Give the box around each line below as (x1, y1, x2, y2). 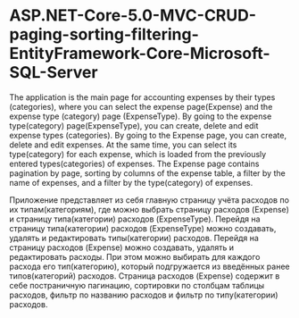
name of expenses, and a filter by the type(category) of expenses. (9, 177, 253, 188)
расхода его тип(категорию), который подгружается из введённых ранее (9, 261, 290, 272)
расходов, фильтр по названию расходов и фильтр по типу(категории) (9, 289, 278, 300)
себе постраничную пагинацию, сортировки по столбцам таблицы (9, 280, 265, 290)
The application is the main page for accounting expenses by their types (9, 91, 276, 103)
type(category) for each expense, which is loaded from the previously (9, 148, 267, 159)
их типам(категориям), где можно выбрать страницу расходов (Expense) (9, 204, 290, 214)
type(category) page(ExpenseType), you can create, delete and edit (9, 120, 259, 130)
